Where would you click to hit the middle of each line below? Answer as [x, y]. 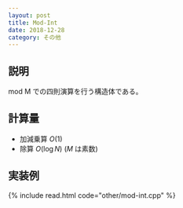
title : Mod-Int [33, 23]
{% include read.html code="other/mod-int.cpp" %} [92, 195]
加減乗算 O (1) [41, 139]
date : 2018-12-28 [37, 30]
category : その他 [35, 37]
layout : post [29, 15]
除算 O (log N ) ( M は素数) [59, 148]
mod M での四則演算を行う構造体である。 [75, 92]
